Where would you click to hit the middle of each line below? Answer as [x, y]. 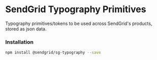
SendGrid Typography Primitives [76, 9]
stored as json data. [26, 28]
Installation [20, 42]
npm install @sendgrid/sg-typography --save [53, 53]
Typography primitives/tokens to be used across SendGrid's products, [79, 23]
